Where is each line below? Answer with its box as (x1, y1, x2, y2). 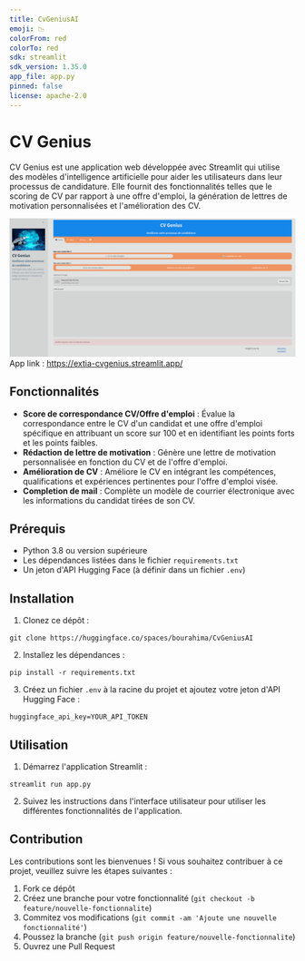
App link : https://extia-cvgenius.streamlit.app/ (9, 358, 183, 368)
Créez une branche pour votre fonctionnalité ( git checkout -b (22, 892, 256, 903)
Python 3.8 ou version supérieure (22, 545, 148, 556)
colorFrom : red (9, 34, 67, 43)
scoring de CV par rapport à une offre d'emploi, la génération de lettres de (9, 191, 288, 201)
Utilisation (9, 737, 69, 752)
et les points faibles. (22, 436, 98, 448)
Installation (9, 591, 74, 606)
